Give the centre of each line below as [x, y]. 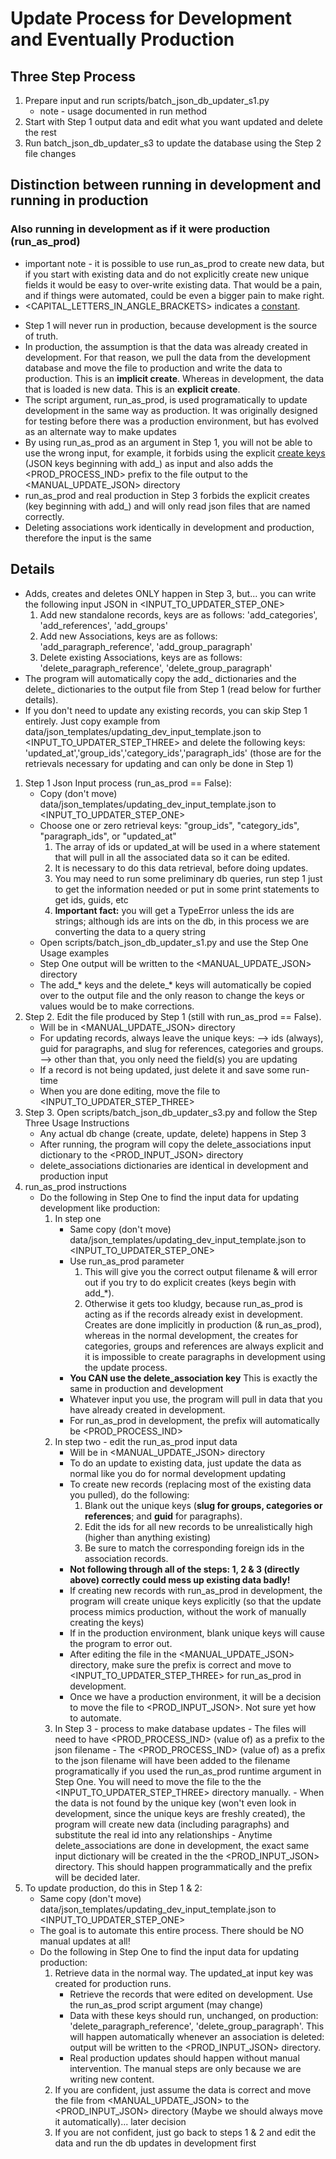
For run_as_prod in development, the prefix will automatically [194, 1420]
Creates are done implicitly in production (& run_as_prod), [203, 1324]
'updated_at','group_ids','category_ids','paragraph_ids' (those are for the [173, 753]
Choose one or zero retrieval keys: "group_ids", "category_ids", [169, 825]
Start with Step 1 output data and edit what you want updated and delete [173, 121]
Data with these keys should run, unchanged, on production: [194, 2015]
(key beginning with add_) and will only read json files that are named [167, 506]
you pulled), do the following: [129, 1494]
